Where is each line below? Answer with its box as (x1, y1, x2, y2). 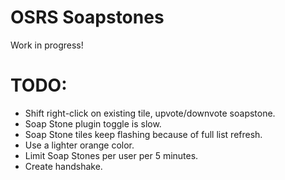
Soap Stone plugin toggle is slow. (24, 117, 162, 130)
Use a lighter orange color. (24, 139, 135, 151)
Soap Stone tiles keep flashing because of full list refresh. (24, 128, 263, 140)
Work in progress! (10, 39, 84, 51)
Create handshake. (24, 160, 103, 172)
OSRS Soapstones (10, 6, 165, 29)
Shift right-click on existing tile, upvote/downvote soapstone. (24, 107, 276, 119)
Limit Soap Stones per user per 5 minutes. (24, 149, 199, 161)
